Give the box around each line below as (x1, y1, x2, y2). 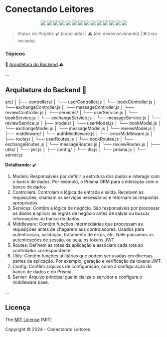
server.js (5, 152, 23, 158)
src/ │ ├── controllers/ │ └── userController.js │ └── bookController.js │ (5, 99, 157, 105)
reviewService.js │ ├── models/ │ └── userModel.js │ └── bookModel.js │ (5, 120, 161, 126)
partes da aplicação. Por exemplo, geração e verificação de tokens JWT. (12, 258, 162, 264)
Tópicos (5, 50, 25, 57)
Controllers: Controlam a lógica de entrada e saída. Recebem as (12, 189, 144, 195)
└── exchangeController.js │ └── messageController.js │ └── (5, 104, 134, 110)
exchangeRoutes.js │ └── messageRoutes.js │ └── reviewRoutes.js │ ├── (5, 141, 160, 148)
